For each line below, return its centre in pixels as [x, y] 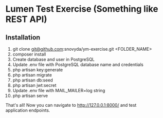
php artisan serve [30, 96]
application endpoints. [28, 110]
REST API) [27, 19]
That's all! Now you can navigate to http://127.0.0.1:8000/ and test [71, 105]
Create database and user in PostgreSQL [54, 59]
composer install [29, 54]
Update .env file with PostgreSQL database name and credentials [78, 65]
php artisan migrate [32, 75]
